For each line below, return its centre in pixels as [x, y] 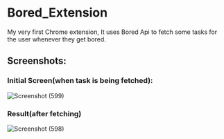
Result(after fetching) [44, 113]
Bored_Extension [58, 13]
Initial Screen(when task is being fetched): [80, 81]
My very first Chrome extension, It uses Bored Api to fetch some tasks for [112, 32]
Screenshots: [37, 61]
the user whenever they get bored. [57, 39]
